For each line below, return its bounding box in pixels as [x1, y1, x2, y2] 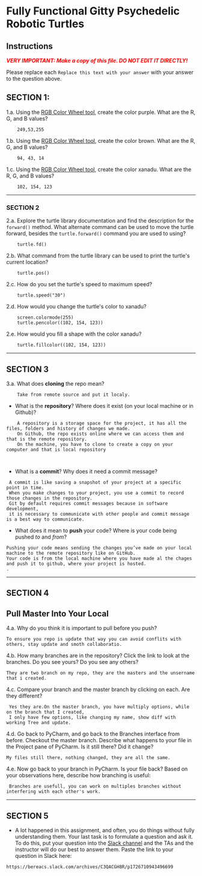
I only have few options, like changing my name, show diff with [8, 715, 176, 721]
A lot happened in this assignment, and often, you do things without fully [14, 827, 195, 834]
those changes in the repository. [6, 495, 93, 501]
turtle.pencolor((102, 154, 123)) [17, 320, 103, 326]
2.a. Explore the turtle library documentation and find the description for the [6, 217, 194, 224]
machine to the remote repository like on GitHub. [6, 550, 136, 556]
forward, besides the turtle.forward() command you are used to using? [6, 230, 186, 237]
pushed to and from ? [14, 533, 67, 540]
